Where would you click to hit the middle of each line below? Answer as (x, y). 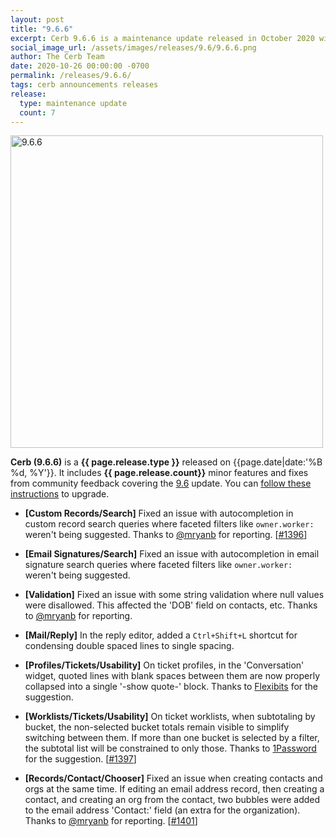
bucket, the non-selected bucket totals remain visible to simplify (157, 727)
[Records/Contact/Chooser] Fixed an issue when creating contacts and (173, 778)
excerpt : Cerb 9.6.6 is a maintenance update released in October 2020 (162, 38)
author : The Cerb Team (57, 57)
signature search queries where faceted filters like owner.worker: (158, 565)
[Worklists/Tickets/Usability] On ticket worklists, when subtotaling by (170, 717)
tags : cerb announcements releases (84, 85)
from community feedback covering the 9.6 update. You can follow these (161, 483)
